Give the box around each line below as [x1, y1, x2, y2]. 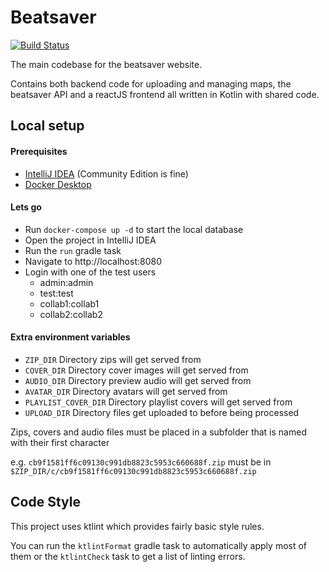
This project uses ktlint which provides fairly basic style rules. [10, 520, 265, 532]
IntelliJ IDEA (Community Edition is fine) [24, 167, 189, 180]
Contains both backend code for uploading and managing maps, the [10, 77, 292, 90]
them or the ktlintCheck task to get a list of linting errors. [10, 550, 246, 562]
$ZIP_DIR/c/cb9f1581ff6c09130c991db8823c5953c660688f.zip [10, 466, 257, 476]
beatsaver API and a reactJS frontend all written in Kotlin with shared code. [10, 88, 320, 100]
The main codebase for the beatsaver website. [10, 58, 203, 70]
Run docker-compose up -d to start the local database [24, 223, 244, 235]
